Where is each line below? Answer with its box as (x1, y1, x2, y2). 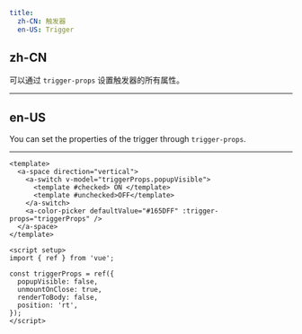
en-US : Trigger (17, 25, 75, 34)
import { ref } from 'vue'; (9, 254, 115, 263)
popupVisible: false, (17, 277, 99, 286)
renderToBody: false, (17, 293, 99, 303)
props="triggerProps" (9, 215, 91, 224)
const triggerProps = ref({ (9, 269, 115, 278)
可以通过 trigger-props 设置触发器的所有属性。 (9, 75, 184, 85)
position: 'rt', (17, 301, 78, 310)
